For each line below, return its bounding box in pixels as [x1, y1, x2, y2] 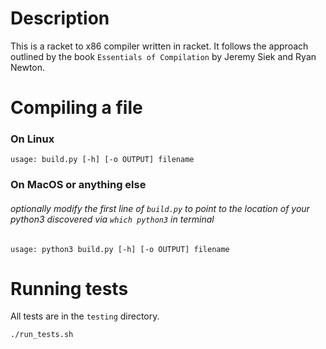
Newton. [10, 61, 46, 73]
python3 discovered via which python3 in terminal [10, 213, 215, 225]
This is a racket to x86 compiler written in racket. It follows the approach [10, 40, 309, 52]
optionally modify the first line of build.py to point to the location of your [10, 202, 310, 214]
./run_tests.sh [10, 330, 74, 340]
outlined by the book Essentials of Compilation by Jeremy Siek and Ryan [10, 50, 317, 62]
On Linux [10, 132, 55, 146]
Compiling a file [10, 97, 143, 119]
